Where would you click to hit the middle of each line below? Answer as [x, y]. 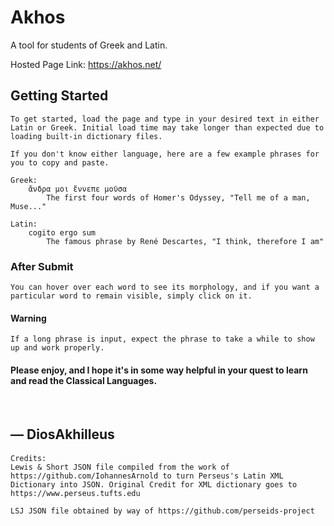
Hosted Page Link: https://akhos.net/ [86, 64]
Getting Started [59, 96]
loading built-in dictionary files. [86, 136]
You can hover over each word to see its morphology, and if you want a [165, 287]
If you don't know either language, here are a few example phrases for [165, 154]
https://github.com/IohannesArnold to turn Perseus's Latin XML [147, 476]
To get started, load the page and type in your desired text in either [165, 119]
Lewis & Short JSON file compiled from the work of [120, 467]
